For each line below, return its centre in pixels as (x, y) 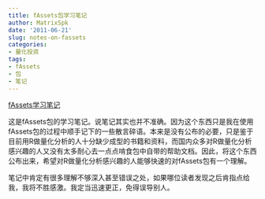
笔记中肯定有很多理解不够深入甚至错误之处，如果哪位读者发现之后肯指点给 (129, 177)
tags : (17, 60)
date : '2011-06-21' (40, 30)
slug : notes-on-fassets (47, 37)
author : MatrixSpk (38, 23)
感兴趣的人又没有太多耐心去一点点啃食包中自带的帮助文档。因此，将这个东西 (132, 151)
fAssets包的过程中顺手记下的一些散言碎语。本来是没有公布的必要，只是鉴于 (131, 131)
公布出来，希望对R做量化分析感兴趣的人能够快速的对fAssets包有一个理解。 (130, 160)
